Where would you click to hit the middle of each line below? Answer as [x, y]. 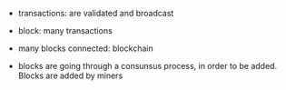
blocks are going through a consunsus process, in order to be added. [148, 66]
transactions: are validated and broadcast [96, 13]
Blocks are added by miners [70, 75]
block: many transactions [65, 30]
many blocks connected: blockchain [85, 48]
